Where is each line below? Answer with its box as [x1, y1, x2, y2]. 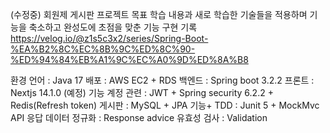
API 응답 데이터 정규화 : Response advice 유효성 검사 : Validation [10, 112, 268, 123]
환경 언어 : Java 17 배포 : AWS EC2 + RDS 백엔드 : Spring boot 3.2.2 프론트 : [10, 74, 315, 86]
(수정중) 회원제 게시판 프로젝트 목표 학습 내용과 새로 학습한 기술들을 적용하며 [10, 9, 308, 20]
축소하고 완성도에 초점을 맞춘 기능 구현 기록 [28, 21, 198, 33]
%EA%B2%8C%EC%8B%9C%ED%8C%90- [10, 43, 196, 55]
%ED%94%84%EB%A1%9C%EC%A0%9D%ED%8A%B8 [10, 54, 249, 65]
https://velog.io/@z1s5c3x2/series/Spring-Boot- [10, 33, 209, 44]
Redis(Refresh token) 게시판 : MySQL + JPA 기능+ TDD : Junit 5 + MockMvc [10, 99, 320, 111]
